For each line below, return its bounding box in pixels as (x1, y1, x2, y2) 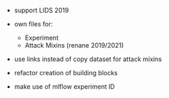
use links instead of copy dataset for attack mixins (14, 55, 163, 63)
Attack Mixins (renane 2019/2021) (24, 41, 124, 49)
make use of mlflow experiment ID (14, 82, 116, 91)
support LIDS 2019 (14, 6, 69, 14)
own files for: (14, 20, 53, 28)
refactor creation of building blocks (14, 69, 118, 77)
